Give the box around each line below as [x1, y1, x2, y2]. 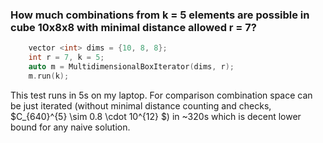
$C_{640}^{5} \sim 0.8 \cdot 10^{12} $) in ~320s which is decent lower [10, 110, 302, 122]
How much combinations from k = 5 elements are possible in [10, 8, 310, 22]
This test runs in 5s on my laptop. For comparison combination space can [10, 89, 313, 101]
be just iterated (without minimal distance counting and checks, [10, 99, 272, 112]
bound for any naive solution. [10, 121, 131, 133]
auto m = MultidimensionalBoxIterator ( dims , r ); [28, 62, 235, 72]
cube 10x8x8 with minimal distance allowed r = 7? [10, 20, 257, 34]
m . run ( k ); [28, 71, 70, 81]
